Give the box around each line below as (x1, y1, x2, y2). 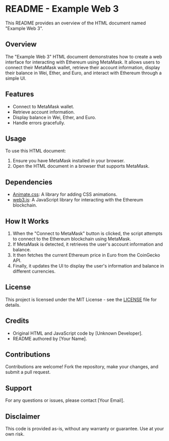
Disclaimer (5, 412, 40, 421)
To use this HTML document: (5, 148, 66, 154)
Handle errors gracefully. (12, 120, 65, 126)
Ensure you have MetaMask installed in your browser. (12, 158, 125, 164)
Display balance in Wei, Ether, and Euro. (12, 114, 97, 120)
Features (5, 90, 34, 99)
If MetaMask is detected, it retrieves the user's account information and (12, 241, 163, 247)
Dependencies (5, 178, 52, 186)
